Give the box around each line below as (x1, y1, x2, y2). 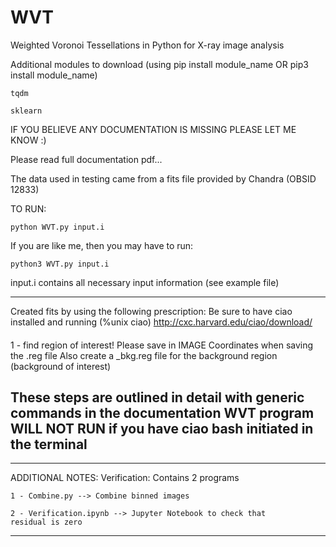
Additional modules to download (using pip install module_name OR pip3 (10, 58, 309, 70)
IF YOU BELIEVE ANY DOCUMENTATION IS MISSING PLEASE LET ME (10, 123, 297, 135)
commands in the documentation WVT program (10, 404, 315, 421)
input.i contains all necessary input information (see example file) (10, 276, 280, 288)
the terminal (10, 436, 88, 453)
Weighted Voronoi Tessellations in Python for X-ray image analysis (10, 39, 285, 51)
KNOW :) (10, 134, 47, 146)
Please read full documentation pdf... (10, 153, 163, 165)
